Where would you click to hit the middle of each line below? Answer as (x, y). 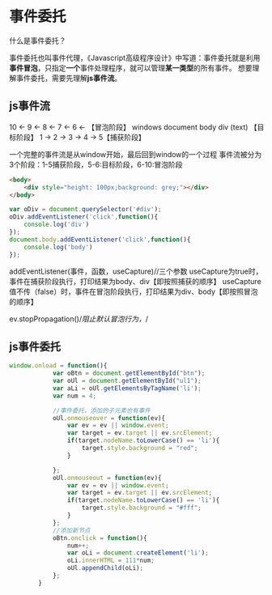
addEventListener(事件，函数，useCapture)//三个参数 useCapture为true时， (136, 271)
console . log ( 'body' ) (58, 247)
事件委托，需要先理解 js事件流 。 (69, 78)
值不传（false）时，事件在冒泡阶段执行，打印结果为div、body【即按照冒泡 (134, 291)
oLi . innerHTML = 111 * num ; (110, 561)
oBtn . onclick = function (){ (100, 538)
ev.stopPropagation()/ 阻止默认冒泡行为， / (79, 319)
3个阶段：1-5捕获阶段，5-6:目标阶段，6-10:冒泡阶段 (96, 164)
